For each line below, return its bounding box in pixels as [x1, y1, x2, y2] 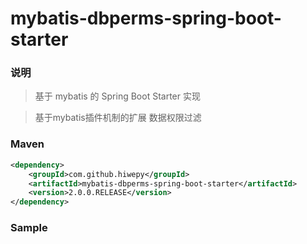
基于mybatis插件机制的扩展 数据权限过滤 [34, 112, 202, 124]
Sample [10, 221, 48, 235]
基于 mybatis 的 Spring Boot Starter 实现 [34, 90, 201, 102]
